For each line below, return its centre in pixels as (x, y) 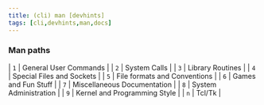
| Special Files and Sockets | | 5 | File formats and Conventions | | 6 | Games (132, 76)
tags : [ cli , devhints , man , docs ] (60, 23)
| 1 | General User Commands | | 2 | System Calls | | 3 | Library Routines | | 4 (132, 67)
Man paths (29, 51)
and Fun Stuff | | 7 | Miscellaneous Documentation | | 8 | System (113, 84)
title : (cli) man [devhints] (56, 15)
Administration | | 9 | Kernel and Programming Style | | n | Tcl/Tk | (115, 92)
